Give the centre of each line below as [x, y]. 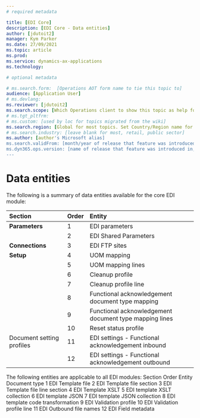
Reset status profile [117, 328]
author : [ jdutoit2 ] [30, 33]
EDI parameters [111, 226]
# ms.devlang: [24, 99]
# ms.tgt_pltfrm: [28, 116]
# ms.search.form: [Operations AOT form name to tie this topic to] [94, 88]
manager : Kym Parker [32, 39]
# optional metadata [32, 77]
